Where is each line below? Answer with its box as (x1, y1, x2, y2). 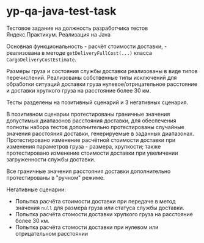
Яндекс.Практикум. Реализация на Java (6, 30, 111, 38)
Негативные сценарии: (6, 186, 66, 193)
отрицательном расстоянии (15, 230, 89, 237)
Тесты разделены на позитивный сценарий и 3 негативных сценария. (6, 99, 189, 106)
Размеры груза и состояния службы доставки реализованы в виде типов (6, 67, 198, 74)
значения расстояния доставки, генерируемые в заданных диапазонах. (6, 130, 194, 137)
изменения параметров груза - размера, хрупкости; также (6, 143, 161, 150)
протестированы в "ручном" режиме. (6, 174, 105, 181)
